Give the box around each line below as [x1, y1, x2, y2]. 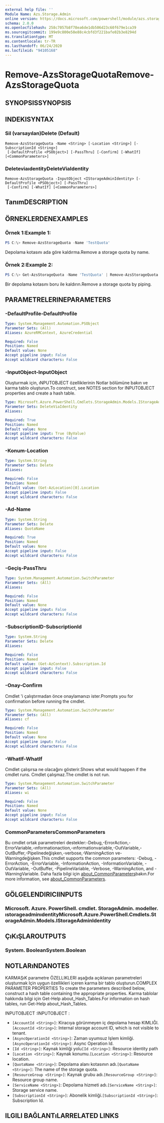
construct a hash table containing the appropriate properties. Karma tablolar [5, 990, 158, 996]
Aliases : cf [5, 717, 29, 722]
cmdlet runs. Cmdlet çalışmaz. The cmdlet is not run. [5, 771, 110, 777]
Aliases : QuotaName [5, 526, 45, 531]
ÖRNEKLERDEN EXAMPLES [5, 214, 88, 223]
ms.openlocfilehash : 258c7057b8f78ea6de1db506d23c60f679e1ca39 [5, 25, 137, 30]
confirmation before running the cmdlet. [5, 698, 85, 704]
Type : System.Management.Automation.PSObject [5, 321, 99, 326]
